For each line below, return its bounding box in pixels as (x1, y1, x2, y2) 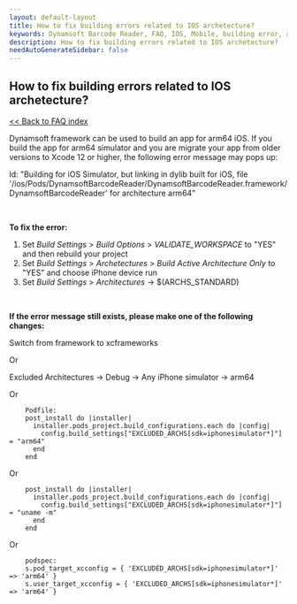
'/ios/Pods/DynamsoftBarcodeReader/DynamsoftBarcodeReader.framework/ (9, 178, 287, 188)
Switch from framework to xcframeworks (9, 337, 159, 348)
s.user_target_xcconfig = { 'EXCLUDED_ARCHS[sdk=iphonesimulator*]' (25, 579, 283, 588)
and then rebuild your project (21, 248, 128, 259)
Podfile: (25, 406, 57, 415)
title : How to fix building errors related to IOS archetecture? (9, 21, 255, 30)
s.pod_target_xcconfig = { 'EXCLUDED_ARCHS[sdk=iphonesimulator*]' (25, 563, 278, 573)
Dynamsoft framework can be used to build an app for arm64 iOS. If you (9, 133, 272, 143)
